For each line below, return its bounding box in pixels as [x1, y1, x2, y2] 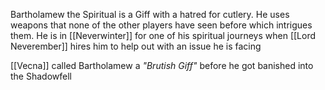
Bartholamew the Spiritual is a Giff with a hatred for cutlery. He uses [10, 9, 290, 20]
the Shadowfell [10, 70, 72, 82]
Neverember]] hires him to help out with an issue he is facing [10, 40, 262, 52]
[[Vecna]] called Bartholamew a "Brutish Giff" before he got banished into [10, 60, 314, 71]
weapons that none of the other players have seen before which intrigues [10, 19, 313, 31]
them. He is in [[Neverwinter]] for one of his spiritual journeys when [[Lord [10, 30, 317, 41]
